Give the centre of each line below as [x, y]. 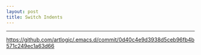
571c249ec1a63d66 [31, 46]
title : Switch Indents [34, 17]
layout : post [22, 12]
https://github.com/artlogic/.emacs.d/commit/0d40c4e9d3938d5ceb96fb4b [100, 40]
